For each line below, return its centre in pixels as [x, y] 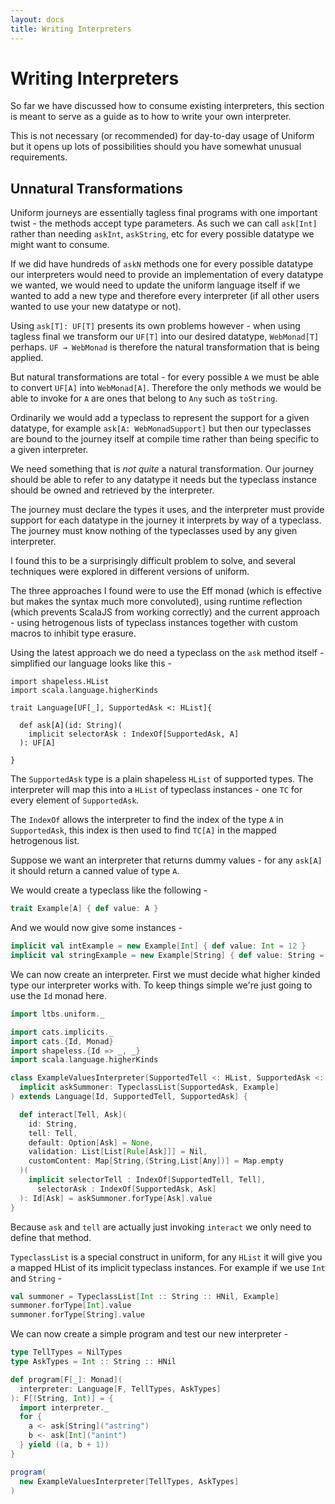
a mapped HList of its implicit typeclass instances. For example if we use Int [168, 1267]
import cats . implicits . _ [62, 1032]
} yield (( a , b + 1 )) [64, 1445]
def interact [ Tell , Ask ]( [73, 1114]
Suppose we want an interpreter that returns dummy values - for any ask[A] [166, 860]
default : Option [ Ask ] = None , [91, 1142]
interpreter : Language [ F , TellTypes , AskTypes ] [120, 1389]
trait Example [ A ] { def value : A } [84, 909]
